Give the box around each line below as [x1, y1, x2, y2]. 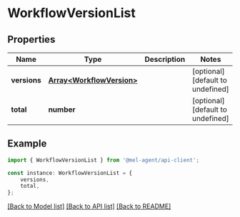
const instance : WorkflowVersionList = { [7, 169, 133, 176]
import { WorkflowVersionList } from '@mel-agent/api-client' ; [7, 157, 200, 164]
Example [7, 137, 47, 150]
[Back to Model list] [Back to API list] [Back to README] [7, 202, 171, 211]
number [48, 105, 76, 115]
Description [144, 55, 186, 64]
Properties [7, 33, 56, 46]
